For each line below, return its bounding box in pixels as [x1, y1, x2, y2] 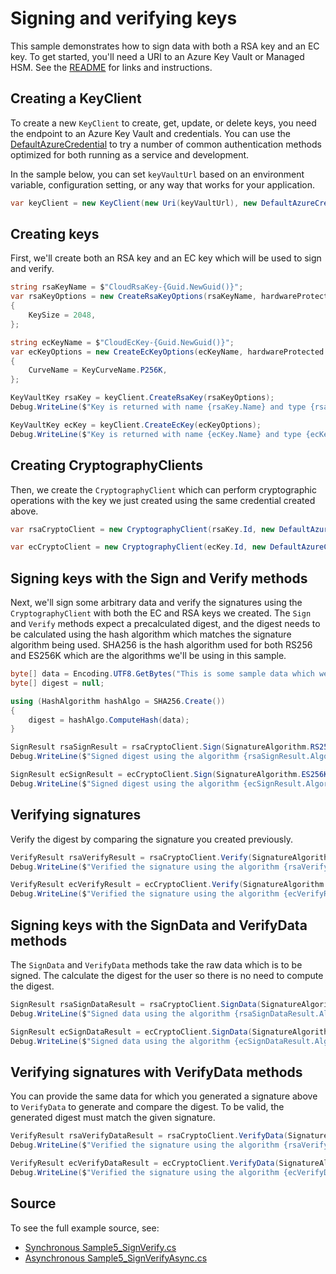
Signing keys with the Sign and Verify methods [10, 570, 308, 587]
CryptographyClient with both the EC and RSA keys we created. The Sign [10, 607, 312, 619]
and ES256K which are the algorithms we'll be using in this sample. [10, 650, 287, 662]
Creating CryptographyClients [10, 457, 203, 474]
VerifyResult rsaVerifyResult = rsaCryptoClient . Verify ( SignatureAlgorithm [10, 852, 333, 862]
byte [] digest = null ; [10, 678, 105, 688]
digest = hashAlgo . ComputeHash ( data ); [28, 715, 190, 725]
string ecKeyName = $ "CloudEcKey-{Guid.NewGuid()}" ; [10, 337, 235, 347]
